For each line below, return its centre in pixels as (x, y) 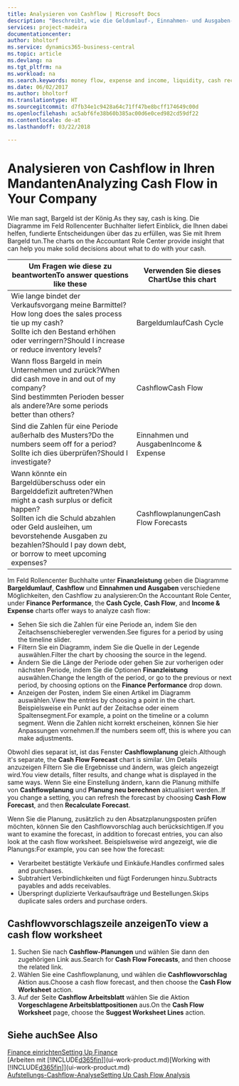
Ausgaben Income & (169, 445)
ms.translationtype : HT (43, 101)
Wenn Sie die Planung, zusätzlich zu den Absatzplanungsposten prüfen (112, 819)
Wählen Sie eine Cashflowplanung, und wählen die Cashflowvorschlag (122, 975)
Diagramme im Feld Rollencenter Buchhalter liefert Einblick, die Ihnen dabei (118, 226)
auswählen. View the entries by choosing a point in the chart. (106, 701)
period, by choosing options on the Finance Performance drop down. (120, 685)
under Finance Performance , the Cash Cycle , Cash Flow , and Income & (114, 603)
